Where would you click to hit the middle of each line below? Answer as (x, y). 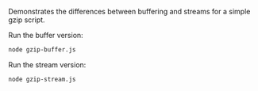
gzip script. (27, 20)
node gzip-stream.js (42, 79)
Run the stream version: (47, 64)
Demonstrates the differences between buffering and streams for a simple (129, 11)
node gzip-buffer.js (42, 50)
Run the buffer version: (46, 35)
